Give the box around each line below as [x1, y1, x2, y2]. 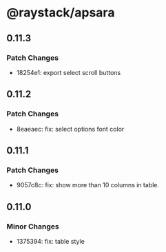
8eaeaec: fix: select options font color [16, 125, 125, 133]
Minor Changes [6, 222, 59, 231]
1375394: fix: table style [16, 237, 85, 245]
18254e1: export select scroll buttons [16, 68, 121, 76]
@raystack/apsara [6, 5, 115, 21]
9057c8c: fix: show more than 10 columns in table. [16, 181, 160, 189]
